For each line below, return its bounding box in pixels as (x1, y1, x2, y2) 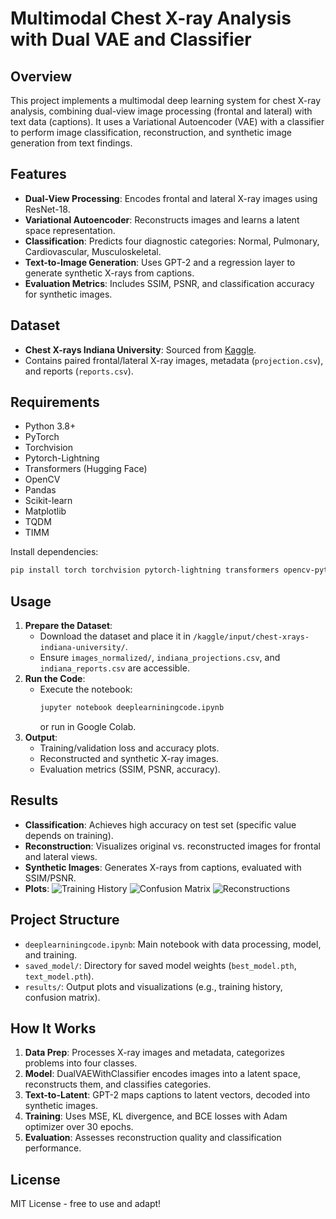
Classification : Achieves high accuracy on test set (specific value (24, 818, 297, 831)
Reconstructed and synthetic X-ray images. (39, 753, 219, 764)
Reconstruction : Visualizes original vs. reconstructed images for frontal (24, 840, 321, 852)
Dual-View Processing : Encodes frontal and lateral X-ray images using (24, 192, 318, 204)
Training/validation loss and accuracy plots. (39, 742, 220, 754)
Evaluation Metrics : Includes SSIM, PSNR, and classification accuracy (24, 277, 315, 289)
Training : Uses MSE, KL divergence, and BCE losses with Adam (24, 1110, 288, 1122)
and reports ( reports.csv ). (24, 365, 134, 377)
